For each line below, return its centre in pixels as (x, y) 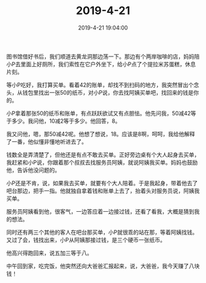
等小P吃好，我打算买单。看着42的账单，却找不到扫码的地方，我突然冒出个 (100, 85)
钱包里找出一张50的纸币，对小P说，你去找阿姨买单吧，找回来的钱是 (108, 92)
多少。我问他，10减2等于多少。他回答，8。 (66, 121)
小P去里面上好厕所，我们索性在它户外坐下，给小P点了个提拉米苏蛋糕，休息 (101, 64)
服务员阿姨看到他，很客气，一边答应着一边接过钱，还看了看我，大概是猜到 (100, 211)
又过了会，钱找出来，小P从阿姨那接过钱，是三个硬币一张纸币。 (86, 239)
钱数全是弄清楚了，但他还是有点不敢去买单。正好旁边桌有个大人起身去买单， (103, 155)
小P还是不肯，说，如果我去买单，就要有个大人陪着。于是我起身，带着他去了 (102, 183)
